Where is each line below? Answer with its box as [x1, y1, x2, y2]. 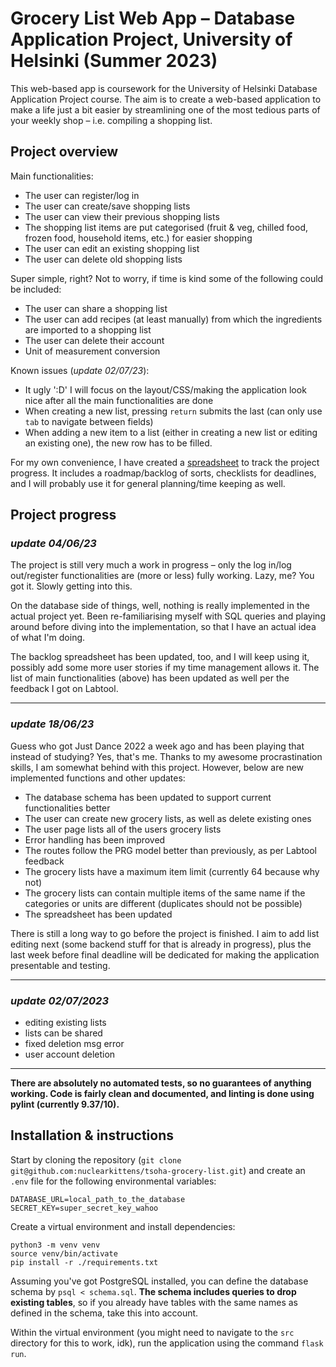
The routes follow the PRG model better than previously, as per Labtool [24, 844, 318, 856]
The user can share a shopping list [24, 302, 168, 314]
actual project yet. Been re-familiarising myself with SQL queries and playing [10, 610, 326, 622]
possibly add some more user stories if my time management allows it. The [10, 662, 320, 674]
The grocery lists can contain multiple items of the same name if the [24, 887, 306, 899]
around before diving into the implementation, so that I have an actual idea [10, 621, 317, 633]
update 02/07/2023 [10, 993, 109, 1007]
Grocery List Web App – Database [10, 7, 296, 30]
